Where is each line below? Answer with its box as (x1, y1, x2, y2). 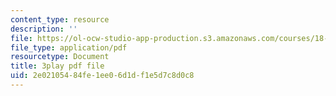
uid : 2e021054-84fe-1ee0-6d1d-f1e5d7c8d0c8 (10, 71, 195, 81)
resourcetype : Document (10, 52, 110, 62)
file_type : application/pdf (10, 42, 128, 53)
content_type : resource (10, 14, 110, 25)
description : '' (10, 24, 78, 34)
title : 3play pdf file (10, 61, 105, 71)
